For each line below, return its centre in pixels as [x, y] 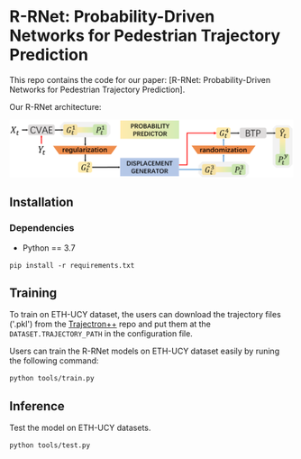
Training [33, 293]
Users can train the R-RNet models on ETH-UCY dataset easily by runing [145, 351]
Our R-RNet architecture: [55, 106]
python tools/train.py [52, 379]
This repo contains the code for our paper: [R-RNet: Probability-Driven [140, 79]
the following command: [54, 361]
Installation [41, 202]
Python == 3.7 [49, 248]
